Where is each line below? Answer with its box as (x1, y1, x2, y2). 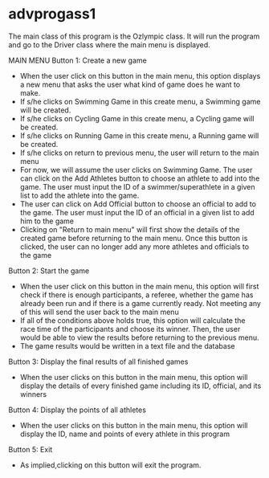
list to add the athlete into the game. (19, 190, 140, 200)
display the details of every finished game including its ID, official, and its (19, 381, 262, 390)
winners (19, 389, 47, 398)
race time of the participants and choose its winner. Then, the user (19, 324, 241, 333)
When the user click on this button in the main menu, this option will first (19, 281, 259, 291)
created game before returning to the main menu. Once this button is (19, 233, 248, 243)
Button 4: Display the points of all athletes (8, 405, 147, 415)
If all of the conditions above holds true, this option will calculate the (19, 315, 246, 325)
